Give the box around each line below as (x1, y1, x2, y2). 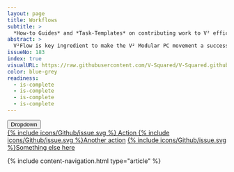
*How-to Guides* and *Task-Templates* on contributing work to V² (13, 29, 210, 37)
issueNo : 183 (7, 49, 45, 56)
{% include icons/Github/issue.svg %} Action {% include (7, 128, 170, 137)
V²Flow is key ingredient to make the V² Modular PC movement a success (13, 42, 229, 49)
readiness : (7, 74, 39, 82)
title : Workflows (7, 17, 58, 24)
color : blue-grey (7, 68, 58, 75)
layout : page (7, 10, 45, 17)
